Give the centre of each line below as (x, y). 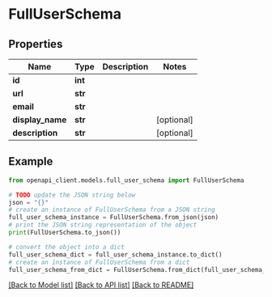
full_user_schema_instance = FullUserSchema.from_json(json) (114, 218)
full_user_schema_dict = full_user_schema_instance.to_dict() (115, 255)
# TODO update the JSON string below (72, 195)
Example (31, 161)
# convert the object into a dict (67, 247)
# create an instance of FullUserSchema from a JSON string (112, 210)
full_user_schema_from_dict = (59, 269)
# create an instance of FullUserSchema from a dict (99, 262)
